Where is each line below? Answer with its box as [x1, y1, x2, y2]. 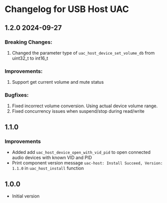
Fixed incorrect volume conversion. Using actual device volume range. [12, 103, 158, 109]
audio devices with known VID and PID [12, 154, 92, 161]
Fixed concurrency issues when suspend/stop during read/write [12, 108, 145, 114]
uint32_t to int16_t [12, 55, 49, 61]
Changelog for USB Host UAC [5, 4, 129, 15]
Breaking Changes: [5, 39, 53, 46]
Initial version [12, 193, 40, 199]
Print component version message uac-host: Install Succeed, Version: [12, 160, 163, 166]
